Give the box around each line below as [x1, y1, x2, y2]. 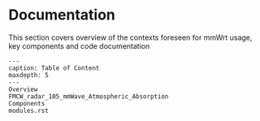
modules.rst [8, 106, 49, 115]
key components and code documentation [8, 41, 150, 50]
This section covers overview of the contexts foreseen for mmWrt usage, [8, 32, 253, 42]
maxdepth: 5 [8, 71, 49, 79]
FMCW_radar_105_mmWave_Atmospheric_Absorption [8, 92, 169, 101]
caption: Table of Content [8, 63, 100, 72]
